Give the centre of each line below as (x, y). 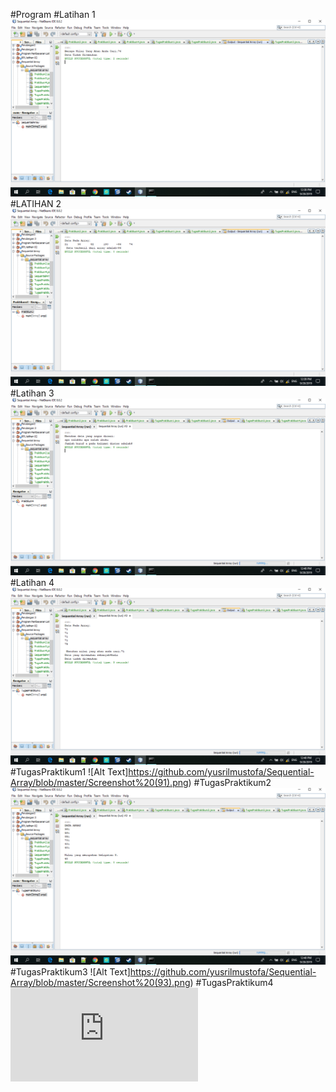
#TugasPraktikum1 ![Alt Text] (69, 772)
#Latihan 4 (32, 582)
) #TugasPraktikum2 (230, 782)
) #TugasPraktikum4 (231, 982)
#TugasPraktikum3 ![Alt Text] (70, 972)
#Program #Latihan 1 (53, 14)
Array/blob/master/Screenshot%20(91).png (99, 782)
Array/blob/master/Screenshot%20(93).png (100, 982)
